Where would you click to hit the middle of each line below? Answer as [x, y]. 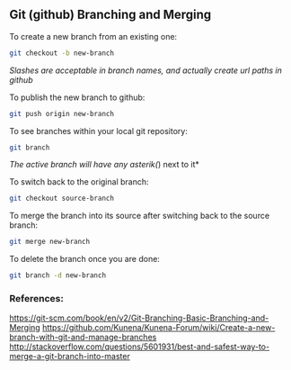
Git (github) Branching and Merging [110, 15]
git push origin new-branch [62, 113]
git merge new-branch [50, 242]
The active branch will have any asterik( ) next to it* [104, 165]
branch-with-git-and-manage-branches [83, 338]
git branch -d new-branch [57, 275]
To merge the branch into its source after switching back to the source [140, 216]
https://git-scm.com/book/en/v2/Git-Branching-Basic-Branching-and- [139, 318]
